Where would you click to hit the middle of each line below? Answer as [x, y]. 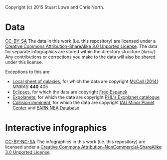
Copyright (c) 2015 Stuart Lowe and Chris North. [55, 7]
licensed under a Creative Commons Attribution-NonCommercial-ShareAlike [83, 147]
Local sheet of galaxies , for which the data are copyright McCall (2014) [85, 81]
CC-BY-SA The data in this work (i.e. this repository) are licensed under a [81, 41]
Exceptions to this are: [28, 72]
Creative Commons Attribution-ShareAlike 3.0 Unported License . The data [81, 46]
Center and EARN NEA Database [46, 108]
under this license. [24, 62]
